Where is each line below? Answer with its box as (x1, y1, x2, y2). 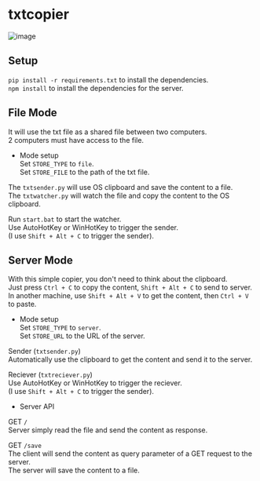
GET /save (8, 441, 42, 450)
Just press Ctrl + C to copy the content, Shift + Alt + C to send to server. (8, 282, 253, 292)
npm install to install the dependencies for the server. (8, 83, 184, 93)
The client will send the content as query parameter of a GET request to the (8, 449, 253, 458)
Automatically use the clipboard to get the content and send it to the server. (8, 355, 253, 364)
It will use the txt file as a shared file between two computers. (8, 127, 207, 137)
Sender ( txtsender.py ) (8, 347, 81, 356)
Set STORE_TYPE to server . (19, 323, 101, 333)
